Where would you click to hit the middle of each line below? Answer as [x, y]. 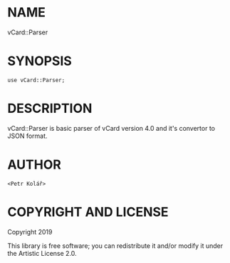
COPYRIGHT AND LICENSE [88, 212]
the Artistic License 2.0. [42, 253]
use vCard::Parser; [36, 80]
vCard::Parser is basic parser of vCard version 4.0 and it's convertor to [111, 128]
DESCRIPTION [50, 109]
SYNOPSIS [40, 61]
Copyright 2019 [30, 232]
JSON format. [27, 136]
